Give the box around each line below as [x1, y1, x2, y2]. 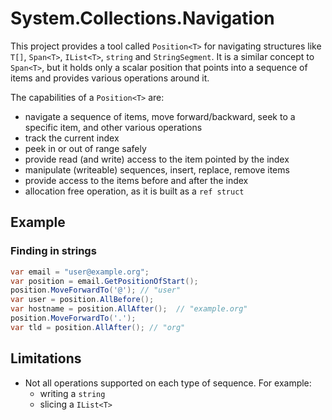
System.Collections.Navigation [10, 7, 275, 30]
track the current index [24, 132, 120, 144]
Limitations [10, 350, 82, 367]
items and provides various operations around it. [10, 72, 210, 84]
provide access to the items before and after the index [24, 174, 249, 186]
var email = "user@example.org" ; [10, 267, 150, 277]
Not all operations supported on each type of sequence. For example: [24, 377, 312, 389]
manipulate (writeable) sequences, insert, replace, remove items [24, 163, 290, 176]
